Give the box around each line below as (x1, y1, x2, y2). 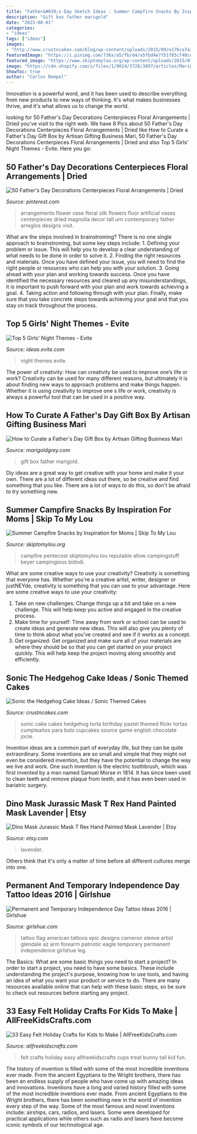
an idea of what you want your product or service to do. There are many (6, 977, 181, 984)
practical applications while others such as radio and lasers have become (6, 1115, 184, 1122)
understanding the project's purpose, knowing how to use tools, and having (6, 970, 189, 977)
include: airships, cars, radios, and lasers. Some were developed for (6, 1109, 171, 1116)
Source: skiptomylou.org (6, 541, 66, 548)
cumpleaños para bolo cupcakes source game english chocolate (20, 726, 177, 734)
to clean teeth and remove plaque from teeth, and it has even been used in (6, 775, 186, 783)
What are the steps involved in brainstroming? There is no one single (6, 233, 172, 240)
